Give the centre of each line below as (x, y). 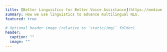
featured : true (21, 19)
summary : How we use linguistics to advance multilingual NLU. (72, 14)
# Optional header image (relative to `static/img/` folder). (71, 28)
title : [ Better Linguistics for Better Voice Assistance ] (67, 10)
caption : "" (22, 37)
